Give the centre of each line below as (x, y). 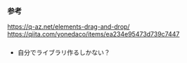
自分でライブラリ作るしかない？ (64, 52)
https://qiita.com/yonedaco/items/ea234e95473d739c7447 (93, 34)
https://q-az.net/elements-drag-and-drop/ (69, 27)
